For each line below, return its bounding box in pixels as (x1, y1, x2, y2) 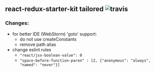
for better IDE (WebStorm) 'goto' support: (12, 31, 98, 37)
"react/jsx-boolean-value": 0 (19, 53, 83, 58)
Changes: (5, 20, 29, 27)
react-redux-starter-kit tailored (5, 5, 104, 13)
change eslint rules (12, 46, 52, 52)
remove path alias (19, 41, 56, 47)
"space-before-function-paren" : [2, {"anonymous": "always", (19, 58, 151, 63)
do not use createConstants (19, 36, 77, 42)
